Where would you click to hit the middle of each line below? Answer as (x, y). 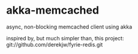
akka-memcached (53, 10)
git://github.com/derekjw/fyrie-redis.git (55, 45)
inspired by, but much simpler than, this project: (65, 38)
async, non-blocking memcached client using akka (69, 27)
